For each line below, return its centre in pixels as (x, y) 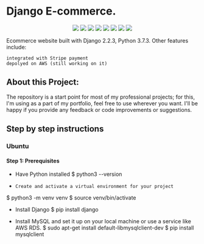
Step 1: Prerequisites (33, 161)
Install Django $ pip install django (57, 210)
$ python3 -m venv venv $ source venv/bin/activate (71, 198)
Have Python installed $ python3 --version (69, 174)
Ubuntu (18, 146)
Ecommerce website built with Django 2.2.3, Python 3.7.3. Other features (97, 40)
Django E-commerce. (61, 11)
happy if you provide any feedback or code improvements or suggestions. (99, 110)
